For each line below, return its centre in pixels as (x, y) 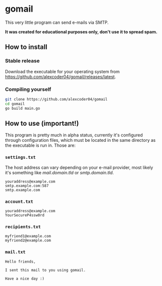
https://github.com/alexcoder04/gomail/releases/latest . (61, 77)
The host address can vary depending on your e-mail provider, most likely (79, 167)
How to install (26, 47)
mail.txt (15, 252)
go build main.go (23, 108)
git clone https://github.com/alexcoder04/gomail (56, 99)
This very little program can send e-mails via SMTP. (57, 22)
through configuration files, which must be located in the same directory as (80, 140)
